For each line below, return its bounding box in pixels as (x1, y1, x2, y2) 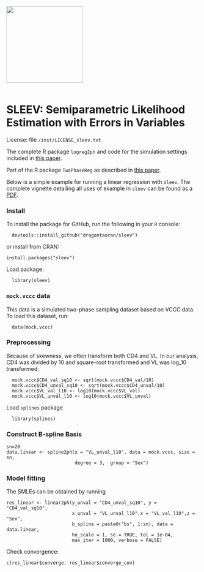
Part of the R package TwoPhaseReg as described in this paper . (6, 166, 161, 174)
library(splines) (12, 416, 56, 422)
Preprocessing (6, 338, 51, 346)
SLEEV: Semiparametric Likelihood (6, 103, 185, 116)
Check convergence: (6, 548, 59, 555)
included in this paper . (6, 154, 62, 162)
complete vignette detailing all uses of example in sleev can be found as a (6, 185, 193, 192)
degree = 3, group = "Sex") (74, 460, 149, 466)
